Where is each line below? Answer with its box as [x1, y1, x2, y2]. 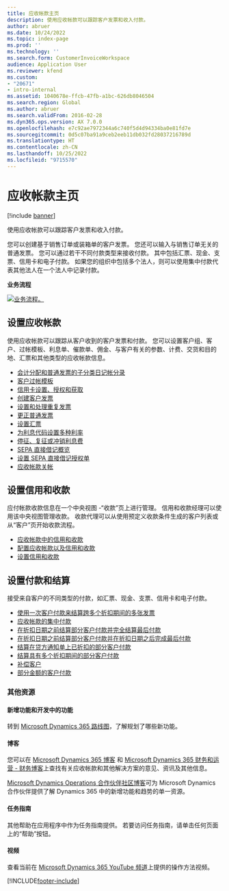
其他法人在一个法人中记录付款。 [12, 265, 103, 274]
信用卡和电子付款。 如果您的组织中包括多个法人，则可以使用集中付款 [18, 257, 213, 265]
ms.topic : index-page [7, 36, 69, 42]
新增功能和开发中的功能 [7, 705, 73, 713]
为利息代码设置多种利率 [16, 428, 83, 436]
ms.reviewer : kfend [7, 67, 63, 74]
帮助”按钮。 [21, 829, 55, 838]
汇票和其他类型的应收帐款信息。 [18, 354, 109, 362]
